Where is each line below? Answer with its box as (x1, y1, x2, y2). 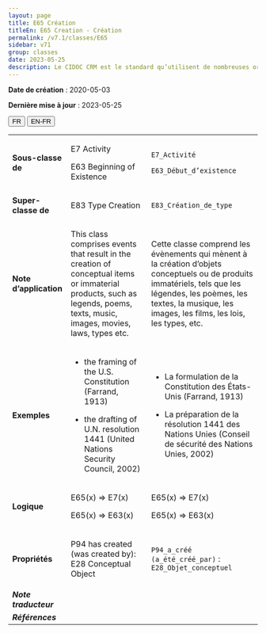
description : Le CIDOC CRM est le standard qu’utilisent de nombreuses (8, 63, 249, 71)
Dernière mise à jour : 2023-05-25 (8, 100, 123, 109)
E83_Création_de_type (150, 200, 233, 210)
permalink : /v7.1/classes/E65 (8, 33, 108, 42)
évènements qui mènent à (150, 248, 248, 259)
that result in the (70, 248, 131, 259)
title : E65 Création (8, 19, 77, 27)
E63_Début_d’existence (150, 166, 237, 175)
